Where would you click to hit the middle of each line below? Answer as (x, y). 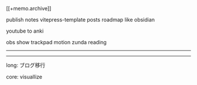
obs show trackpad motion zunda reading (56, 42)
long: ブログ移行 (26, 65)
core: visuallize (24, 77)
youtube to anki (25, 31)
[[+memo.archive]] (29, 8)
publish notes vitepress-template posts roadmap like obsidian (81, 20)
